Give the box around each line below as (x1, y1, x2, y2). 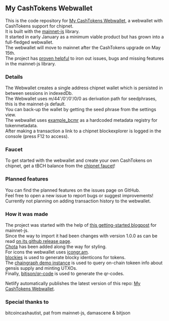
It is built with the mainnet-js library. (5, 28, 80, 34)
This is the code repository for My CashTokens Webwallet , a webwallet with (5, 17, 163, 23)
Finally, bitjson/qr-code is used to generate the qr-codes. (5, 271, 124, 276)
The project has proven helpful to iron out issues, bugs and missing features (5, 55, 164, 61)
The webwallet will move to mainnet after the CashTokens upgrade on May (5, 44, 161, 50)
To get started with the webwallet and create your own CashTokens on (5, 157, 152, 164)
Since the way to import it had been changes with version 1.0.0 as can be (5, 233, 158, 239)
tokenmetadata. (5, 123, 38, 129)
